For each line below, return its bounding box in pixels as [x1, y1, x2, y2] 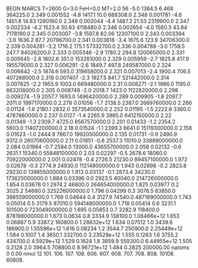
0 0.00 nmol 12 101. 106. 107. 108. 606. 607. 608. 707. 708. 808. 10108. [6, 250, 176, 257]
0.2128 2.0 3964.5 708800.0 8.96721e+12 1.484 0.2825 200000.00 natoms [6, 244, 190, 251]
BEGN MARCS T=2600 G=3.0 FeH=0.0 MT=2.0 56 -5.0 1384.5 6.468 [6, 5, 174, 12]
